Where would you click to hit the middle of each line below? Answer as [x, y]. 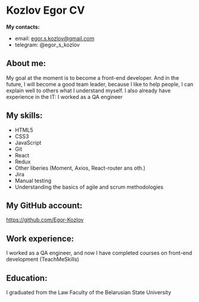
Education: [27, 278]
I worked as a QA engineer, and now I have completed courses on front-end [99, 253]
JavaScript [28, 142]
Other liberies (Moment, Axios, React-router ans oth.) [80, 168]
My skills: [24, 116]
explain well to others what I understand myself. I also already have [88, 91]
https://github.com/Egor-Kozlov [45, 220]
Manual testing [33, 180]
